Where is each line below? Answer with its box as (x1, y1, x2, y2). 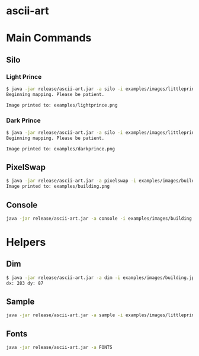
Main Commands (6, 31, 92, 45)
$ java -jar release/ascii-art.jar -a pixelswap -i (6, 178, 136, 184)
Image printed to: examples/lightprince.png (6, 102, 118, 108)
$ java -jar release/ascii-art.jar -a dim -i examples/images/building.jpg (6, 274, 197, 281)
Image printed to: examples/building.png (6, 184, 110, 190)
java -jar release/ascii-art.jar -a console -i (6, 215, 126, 222)
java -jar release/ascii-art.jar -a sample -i (6, 312, 123, 318)
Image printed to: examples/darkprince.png (6, 146, 115, 152)
